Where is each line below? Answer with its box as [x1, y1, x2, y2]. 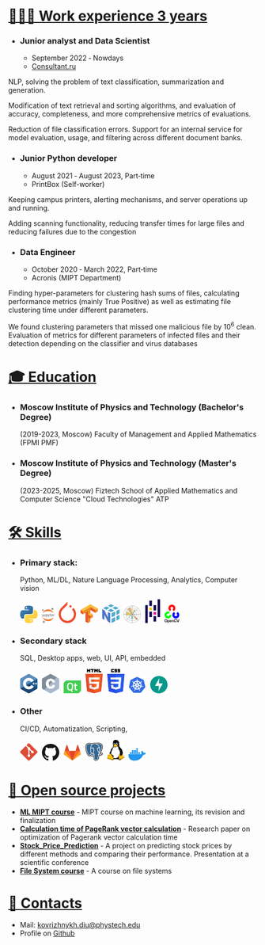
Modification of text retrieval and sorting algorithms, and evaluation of [8, 101, 236, 110]
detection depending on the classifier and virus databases [8, 338, 198, 348]
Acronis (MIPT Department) [31, 273, 122, 283]
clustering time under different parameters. [8, 305, 149, 315]
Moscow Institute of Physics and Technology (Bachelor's [19, 402, 244, 413]
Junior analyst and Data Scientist [19, 36, 150, 47]
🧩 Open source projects [8, 781, 166, 799]
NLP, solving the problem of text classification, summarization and [8, 77, 224, 86]
